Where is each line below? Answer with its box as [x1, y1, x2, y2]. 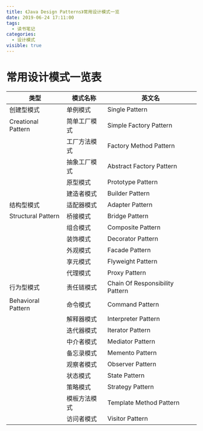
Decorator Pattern [107, 234, 159, 242]
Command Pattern [107, 300, 159, 308]
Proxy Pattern [107, 268, 146, 277]
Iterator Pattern [107, 326, 151, 334]
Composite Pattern [107, 223, 161, 232]
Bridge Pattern [107, 212, 149, 220]
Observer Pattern [107, 360, 156, 368]
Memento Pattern [107, 348, 157, 357]
